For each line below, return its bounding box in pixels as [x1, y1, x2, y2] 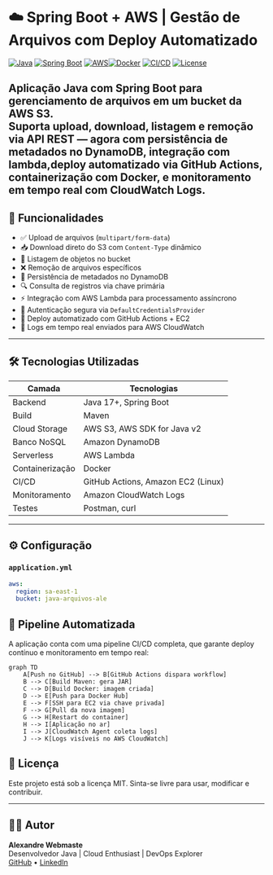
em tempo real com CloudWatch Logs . [8, 183, 206, 197]
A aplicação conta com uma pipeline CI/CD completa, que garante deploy [8, 639, 254, 649]
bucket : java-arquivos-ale [15, 595, 107, 603]
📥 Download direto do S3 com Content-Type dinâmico [19, 243, 201, 253]
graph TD [8, 663, 38, 672]
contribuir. [8, 787, 43, 797]
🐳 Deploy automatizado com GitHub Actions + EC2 [19, 314, 190, 323]
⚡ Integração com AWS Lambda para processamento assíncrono [19, 293, 237, 303]
